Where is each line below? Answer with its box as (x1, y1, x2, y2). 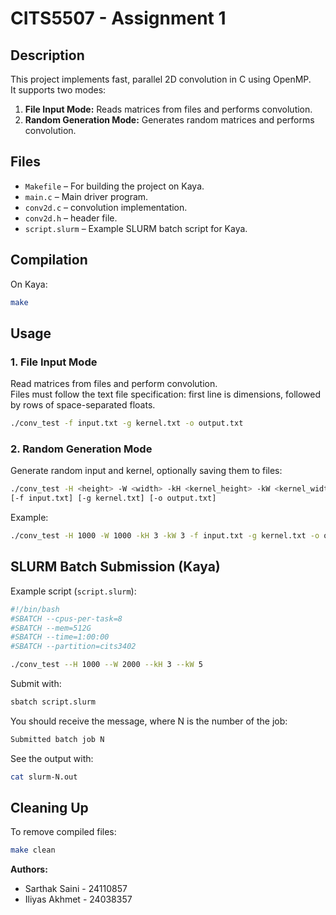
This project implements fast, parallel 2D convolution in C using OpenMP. (10, 73, 312, 85)
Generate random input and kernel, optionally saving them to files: (10, 465, 283, 477)
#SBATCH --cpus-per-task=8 (10, 613, 123, 624)
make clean (10, 845, 56, 856)
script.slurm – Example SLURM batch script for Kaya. (24, 222, 248, 234)
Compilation (10, 252, 88, 269)
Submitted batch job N (10, 734, 105, 744)
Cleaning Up (10, 800, 89, 817)
